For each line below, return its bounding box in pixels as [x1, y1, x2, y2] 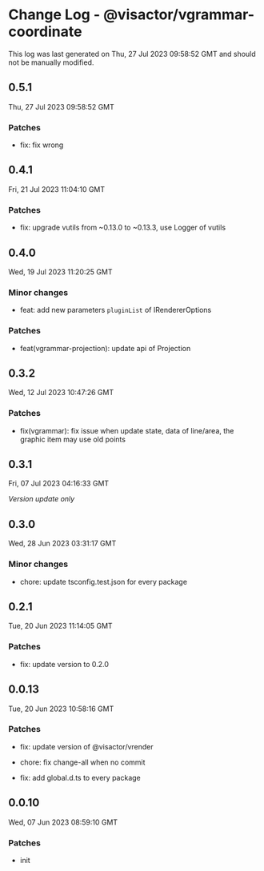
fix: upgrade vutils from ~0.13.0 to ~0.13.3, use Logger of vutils [19, 222, 226, 233]
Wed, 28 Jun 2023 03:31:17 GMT [8, 538, 117, 549]
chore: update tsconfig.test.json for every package [19, 577, 188, 586]
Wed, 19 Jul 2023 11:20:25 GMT [8, 266, 113, 277]
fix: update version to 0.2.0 [19, 659, 110, 669]
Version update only [8, 494, 75, 504]
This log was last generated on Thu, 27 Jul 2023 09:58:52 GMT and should [8, 49, 256, 58]
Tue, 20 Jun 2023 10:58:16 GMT [8, 704, 114, 713]
